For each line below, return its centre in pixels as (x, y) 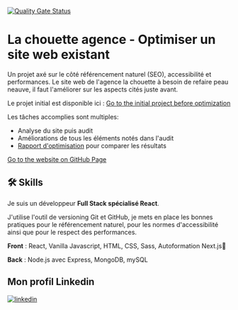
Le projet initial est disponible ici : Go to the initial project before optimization (119, 103)
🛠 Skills (25, 183)
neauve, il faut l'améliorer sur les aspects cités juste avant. (93, 89)
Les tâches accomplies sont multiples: (63, 116)
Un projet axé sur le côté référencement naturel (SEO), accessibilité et (109, 74)
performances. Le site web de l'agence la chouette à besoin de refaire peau (118, 82)
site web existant (58, 55)
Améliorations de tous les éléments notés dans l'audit (96, 138)
